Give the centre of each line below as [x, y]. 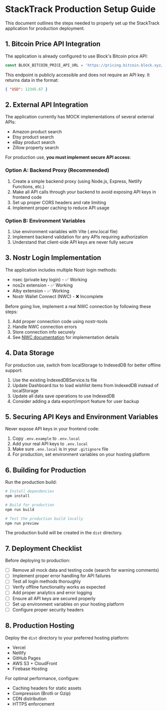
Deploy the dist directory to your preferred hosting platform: [67, 638]
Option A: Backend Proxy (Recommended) [57, 170]
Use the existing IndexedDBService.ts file [55, 380]
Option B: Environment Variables [45, 221]
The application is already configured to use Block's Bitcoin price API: [77, 56]
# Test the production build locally [44, 519]
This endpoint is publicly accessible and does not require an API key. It [78, 75]
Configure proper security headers [48, 610]
